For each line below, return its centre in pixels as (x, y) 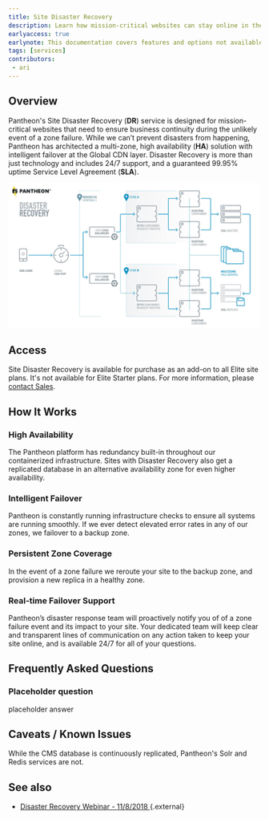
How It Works (43, 412)
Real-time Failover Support (62, 600)
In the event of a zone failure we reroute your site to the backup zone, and (130, 571)
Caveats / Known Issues (70, 734)
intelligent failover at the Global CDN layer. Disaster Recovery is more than (130, 154)
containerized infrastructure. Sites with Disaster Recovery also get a (120, 460)
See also (30, 787)
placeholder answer (41, 709)
